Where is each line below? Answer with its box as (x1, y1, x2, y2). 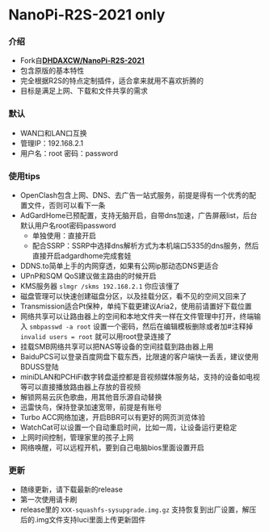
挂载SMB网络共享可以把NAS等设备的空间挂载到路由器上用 (19, 341, 214, 352)
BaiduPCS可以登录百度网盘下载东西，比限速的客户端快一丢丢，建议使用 (19, 352, 259, 362)
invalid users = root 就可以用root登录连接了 (19, 332, 172, 341)
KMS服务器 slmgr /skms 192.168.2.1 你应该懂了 (19, 281, 180, 291)
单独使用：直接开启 (32, 231, 97, 241)
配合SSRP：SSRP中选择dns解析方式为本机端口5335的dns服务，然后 (32, 241, 259, 251)
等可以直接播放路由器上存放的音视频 (19, 382, 141, 392)
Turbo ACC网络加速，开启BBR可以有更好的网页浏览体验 (19, 413, 206, 422)
